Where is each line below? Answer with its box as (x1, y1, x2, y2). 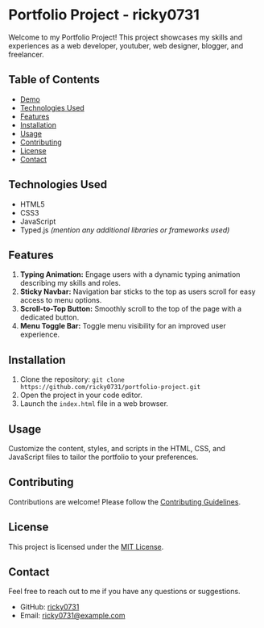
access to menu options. (19, 295, 102, 305)
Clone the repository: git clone (19, 375, 125, 384)
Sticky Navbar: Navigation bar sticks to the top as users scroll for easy (19, 287, 256, 296)
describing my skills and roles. (19, 278, 121, 288)
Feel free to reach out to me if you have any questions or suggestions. (8, 587, 241, 597)
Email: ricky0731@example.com (19, 611, 126, 621)
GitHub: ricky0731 (19, 602, 80, 612)
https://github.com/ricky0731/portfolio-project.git (19, 383, 201, 391)
